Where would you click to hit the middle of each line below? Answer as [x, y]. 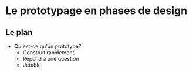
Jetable [32, 65]
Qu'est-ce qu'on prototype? [48, 46]
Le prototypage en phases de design [97, 11]
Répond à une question [51, 59]
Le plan [19, 32]
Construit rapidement [48, 53]
